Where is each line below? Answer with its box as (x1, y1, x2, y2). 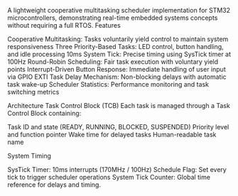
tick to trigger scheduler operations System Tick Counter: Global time (7, 173, 211, 181)
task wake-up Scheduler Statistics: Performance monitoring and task (7, 80, 210, 88)
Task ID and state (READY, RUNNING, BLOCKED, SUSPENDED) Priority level (7, 123, 229, 131)
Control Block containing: (7, 109, 82, 117)
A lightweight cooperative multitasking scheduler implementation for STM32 (7, 6, 231, 14)
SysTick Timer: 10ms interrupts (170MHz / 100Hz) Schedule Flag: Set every (7, 165, 227, 173)
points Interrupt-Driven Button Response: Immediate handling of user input (7, 65, 226, 73)
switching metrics (7, 88, 60, 96)
